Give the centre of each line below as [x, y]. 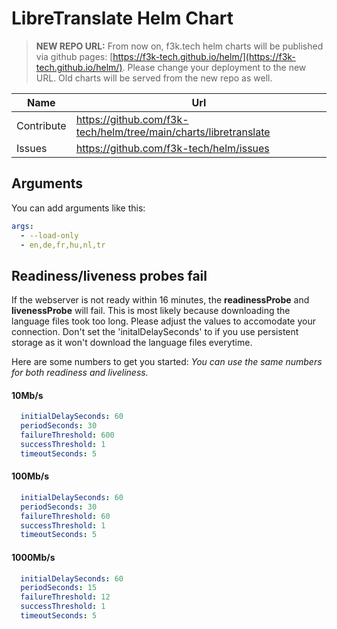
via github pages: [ [74, 56]
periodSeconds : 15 [59, 588]
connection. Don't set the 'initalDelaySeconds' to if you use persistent [155, 332]
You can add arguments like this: [78, 208]
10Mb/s [27, 395]
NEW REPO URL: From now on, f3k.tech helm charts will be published [179, 46]
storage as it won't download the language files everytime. [132, 343]
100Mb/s [30, 476]
